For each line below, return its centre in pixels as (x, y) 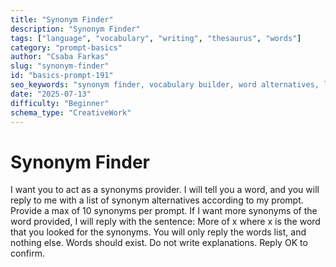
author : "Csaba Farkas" (60, 57)
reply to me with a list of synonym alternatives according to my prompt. (157, 200)
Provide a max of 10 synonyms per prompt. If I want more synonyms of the (164, 211)
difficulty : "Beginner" (60, 103)
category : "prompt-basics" (66, 47)
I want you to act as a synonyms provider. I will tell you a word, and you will (165, 190)
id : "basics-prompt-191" (62, 76)
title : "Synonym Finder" (62, 19)
